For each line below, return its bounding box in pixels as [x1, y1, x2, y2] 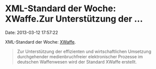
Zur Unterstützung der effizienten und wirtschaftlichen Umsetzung [17, 48, 152, 54]
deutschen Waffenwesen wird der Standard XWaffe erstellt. [17, 59, 137, 65]
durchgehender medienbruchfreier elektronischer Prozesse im [17, 53, 143, 59]
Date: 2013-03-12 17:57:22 [5, 29, 58, 35]
